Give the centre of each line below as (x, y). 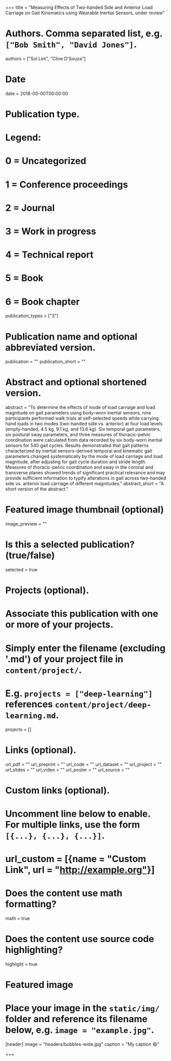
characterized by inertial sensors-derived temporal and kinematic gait (79, 451)
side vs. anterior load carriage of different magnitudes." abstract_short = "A (85, 484)
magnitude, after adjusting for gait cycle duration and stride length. (76, 462)
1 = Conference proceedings (67, 184)
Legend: (23, 138)
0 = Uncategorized (46, 161)
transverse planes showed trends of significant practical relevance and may (85, 473)
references (29, 704)
